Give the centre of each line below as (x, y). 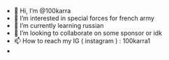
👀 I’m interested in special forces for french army (84, 18)
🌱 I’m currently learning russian (59, 25)
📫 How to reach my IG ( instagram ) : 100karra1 (82, 41)
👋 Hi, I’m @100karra (42, 11)
